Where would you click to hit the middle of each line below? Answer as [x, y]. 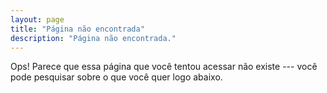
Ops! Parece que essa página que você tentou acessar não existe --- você [164, 67]
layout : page [37, 19]
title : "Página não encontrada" [77, 29]
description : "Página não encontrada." [93, 38]
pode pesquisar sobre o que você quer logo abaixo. [116, 77]
